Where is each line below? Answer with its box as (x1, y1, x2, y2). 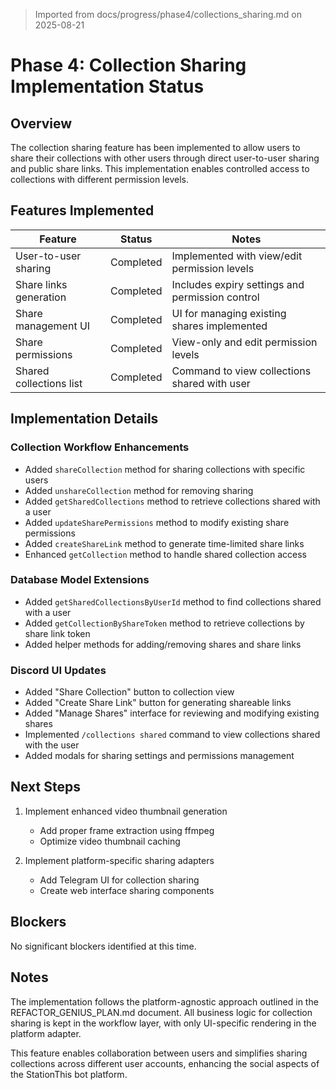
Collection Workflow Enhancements (10, 440, 190, 454)
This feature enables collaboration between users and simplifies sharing (10, 1047, 308, 1059)
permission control (171, 290, 260, 304)
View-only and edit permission (171, 335, 318, 349)
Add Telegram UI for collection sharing (39, 874, 200, 886)
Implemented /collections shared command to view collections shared (24, 729, 321, 741)
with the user (24, 739, 80, 751)
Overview (10, 115, 73, 132)
